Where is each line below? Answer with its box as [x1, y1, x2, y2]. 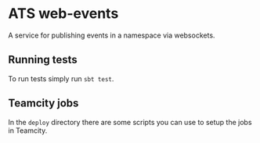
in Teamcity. [8, 126, 48, 135]
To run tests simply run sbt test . [8, 73, 114, 83]
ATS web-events [8, 5, 119, 23]
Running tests [8, 53, 78, 66]
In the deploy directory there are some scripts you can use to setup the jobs [8, 117, 252, 127]
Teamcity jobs [8, 97, 79, 110]
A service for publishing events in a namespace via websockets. [8, 30, 215, 40]
